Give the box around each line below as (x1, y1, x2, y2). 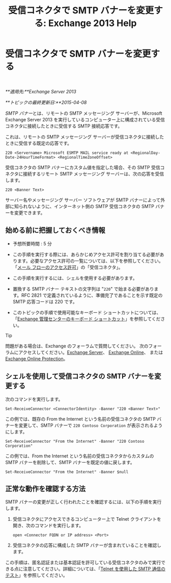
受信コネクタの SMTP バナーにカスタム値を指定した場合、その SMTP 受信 (5, 164, 160, 170)
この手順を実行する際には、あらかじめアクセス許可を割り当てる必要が (12, 251, 160, 258)
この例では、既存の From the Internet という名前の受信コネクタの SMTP (5, 416, 156, 422)
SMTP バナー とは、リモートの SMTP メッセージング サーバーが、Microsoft (5, 110, 162, 116)
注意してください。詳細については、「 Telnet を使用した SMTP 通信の (22, 566, 166, 572)
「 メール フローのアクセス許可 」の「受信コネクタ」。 (12, 264, 123, 270)
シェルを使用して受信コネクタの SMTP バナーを (5, 372, 155, 381)
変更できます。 (14, 210, 45, 216)
